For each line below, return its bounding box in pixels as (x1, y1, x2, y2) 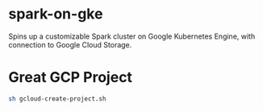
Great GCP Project (8, 68, 133, 87)
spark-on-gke (8, 5, 103, 23)
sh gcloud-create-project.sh (8, 94, 106, 103)
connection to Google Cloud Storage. (8, 39, 132, 49)
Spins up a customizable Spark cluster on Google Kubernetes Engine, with (8, 31, 256, 41)
